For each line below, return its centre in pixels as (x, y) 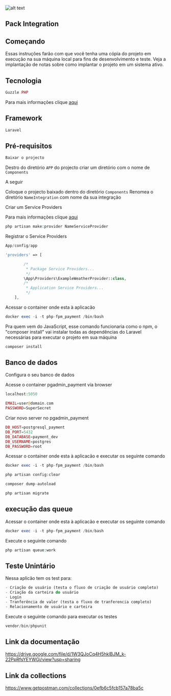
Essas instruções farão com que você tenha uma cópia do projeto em (78, 54)
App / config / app (21, 246)
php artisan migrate (27, 493)
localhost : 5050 (21, 394)
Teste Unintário (30, 566)
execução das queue (39, 509)
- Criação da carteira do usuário (42, 593)
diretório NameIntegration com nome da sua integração (63, 198)
